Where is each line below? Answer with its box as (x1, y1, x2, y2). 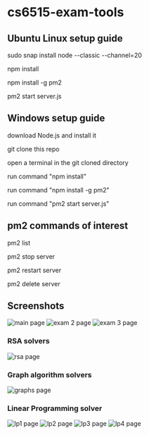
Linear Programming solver (7, 403, 103, 413)
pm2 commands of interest (7, 220, 129, 232)
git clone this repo (7, 145, 60, 153)
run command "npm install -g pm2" (7, 185, 110, 194)
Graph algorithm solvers (7, 369, 92, 379)
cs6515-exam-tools (7, 4, 124, 20)
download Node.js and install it (7, 131, 97, 140)
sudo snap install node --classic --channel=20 (7, 51, 143, 59)
